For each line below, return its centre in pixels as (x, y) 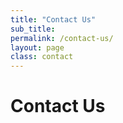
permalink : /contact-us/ (62, 38)
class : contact (42, 57)
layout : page (37, 47)
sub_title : (33, 29)
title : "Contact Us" (53, 19)
